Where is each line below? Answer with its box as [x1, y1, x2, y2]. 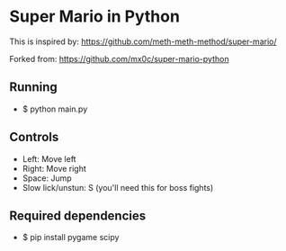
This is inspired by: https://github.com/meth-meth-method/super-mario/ [9, 36, 277, 47]
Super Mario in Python [9, 6, 180, 27]
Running [9, 79, 58, 95]
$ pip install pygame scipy [22, 232, 120, 243]
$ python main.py [22, 103, 88, 114]
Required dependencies [9, 208, 147, 223]
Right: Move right [22, 163, 87, 174]
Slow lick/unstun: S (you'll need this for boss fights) [22, 182, 214, 193]
